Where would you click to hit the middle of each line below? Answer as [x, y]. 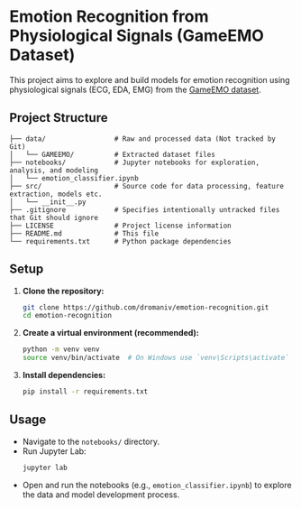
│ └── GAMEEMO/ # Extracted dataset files [113, 154]
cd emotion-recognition [67, 316]
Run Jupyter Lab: [55, 451]
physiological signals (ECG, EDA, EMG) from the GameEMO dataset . [135, 89]
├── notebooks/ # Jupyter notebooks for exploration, [134, 162]
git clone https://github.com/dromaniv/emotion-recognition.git [146, 307]
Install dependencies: [64, 375]
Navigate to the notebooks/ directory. [91, 441]
